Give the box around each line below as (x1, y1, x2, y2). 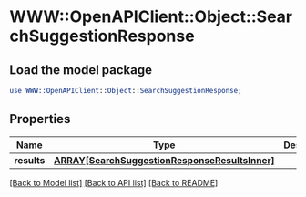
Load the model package (9, 62, 153, 78)
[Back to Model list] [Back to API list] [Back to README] (9, 177, 219, 188)
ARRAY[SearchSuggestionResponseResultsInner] (53, 153, 275, 166)
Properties (9, 111, 71, 127)
